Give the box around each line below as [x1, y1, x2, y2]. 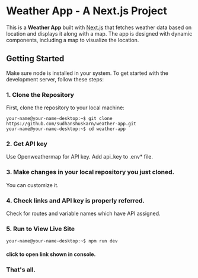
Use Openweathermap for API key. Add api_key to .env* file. [6, 153, 153, 160]
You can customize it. [6, 181, 59, 188]
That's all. [6, 266, 36, 274]
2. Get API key [6, 140, 47, 148]
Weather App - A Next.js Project [6, 4, 168, 18]
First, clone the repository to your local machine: [6, 104, 124, 111]
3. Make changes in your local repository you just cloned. [6, 168, 175, 176]
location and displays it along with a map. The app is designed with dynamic [6, 30, 193, 37]
